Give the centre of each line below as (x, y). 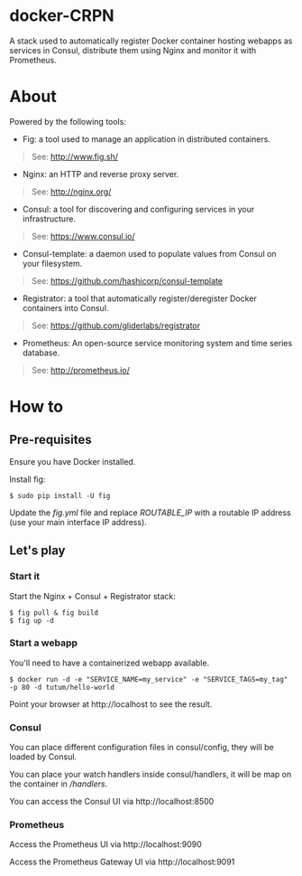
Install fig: (27, 479)
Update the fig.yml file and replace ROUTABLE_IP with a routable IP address (150, 513)
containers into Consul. (65, 307)
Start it (25, 577)
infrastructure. (49, 219)
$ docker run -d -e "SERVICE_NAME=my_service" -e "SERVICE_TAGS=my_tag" (149, 679)
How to (37, 407)
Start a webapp (44, 643)
